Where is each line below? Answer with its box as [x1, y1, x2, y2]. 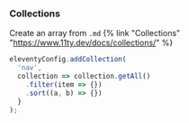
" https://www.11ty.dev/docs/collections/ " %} [9, 37, 174, 48]
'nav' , [17, 63, 42, 72]
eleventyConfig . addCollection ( [9, 55, 127, 64]
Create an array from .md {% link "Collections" [9, 28, 181, 39]
